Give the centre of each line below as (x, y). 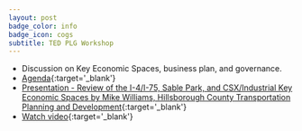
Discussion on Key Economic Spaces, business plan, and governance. (152, 69)
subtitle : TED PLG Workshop (61, 43)
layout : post (33, 18)
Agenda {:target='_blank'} (69, 79)
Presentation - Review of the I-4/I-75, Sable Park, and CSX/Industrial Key (157, 88)
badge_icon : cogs (41, 34)
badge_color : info (43, 26)
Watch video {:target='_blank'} (77, 117)
